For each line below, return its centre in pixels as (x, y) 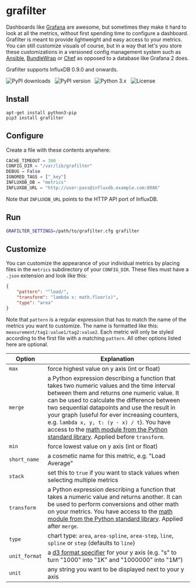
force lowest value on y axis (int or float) (103, 446)
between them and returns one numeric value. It (113, 392)
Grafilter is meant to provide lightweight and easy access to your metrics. (94, 39)
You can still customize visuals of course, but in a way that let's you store (94, 46)
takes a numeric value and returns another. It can (115, 497)
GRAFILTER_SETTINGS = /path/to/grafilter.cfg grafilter (73, 231)
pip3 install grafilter (35, 118)
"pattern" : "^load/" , (43, 292)
